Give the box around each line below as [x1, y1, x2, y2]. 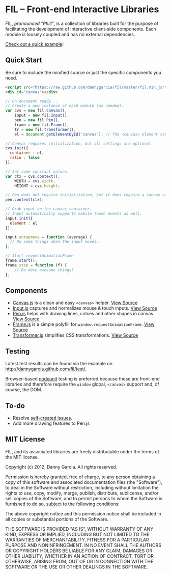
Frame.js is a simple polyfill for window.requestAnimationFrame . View [12, 321, 155, 327]
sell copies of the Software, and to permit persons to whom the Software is [5, 495, 163, 501]
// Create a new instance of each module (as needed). [5, 103, 124, 108]
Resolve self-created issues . [12, 415, 73, 421]
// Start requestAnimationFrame [5, 253, 74, 258]
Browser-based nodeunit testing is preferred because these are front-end [5, 376, 160, 382]
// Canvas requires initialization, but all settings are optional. [5, 141, 154, 146]
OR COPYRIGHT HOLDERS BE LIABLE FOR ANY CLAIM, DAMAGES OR [5, 548, 153, 554]
